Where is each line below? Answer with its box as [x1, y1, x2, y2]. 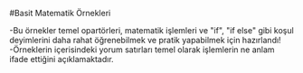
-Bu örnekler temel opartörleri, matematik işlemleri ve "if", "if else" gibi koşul [9, 25, 294, 35]
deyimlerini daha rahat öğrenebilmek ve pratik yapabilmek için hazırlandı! [9, 35, 282, 45]
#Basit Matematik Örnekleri [9, 8, 111, 18]
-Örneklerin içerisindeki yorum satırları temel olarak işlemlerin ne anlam [9, 44, 275, 55]
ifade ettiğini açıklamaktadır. [9, 54, 115, 64]
